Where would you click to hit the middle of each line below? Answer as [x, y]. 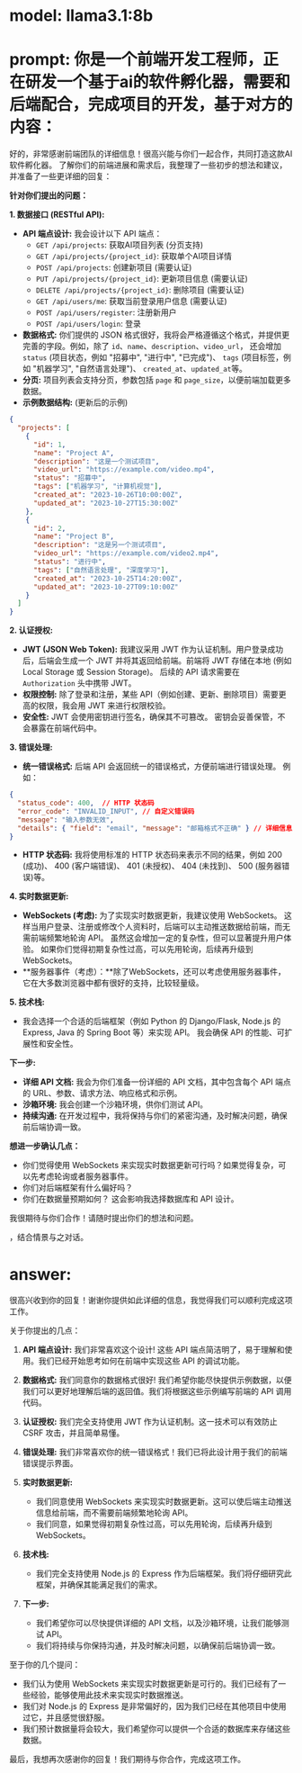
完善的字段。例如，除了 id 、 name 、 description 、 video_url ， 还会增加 [151, 346]
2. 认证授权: [31, 630]
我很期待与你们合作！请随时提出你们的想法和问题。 [104, 1218]
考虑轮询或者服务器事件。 [85, 1176]
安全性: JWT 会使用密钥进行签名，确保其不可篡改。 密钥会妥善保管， [150, 717]
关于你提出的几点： [45, 1331]
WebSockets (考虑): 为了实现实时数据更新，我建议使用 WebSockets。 [152, 915]
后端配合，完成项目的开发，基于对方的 [151, 105]
